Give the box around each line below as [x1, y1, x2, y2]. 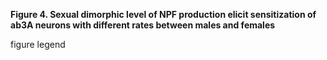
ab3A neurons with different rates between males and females [10, 19, 276, 31]
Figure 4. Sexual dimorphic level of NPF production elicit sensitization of [10, 9, 317, 20]
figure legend [10, 39, 66, 50]
